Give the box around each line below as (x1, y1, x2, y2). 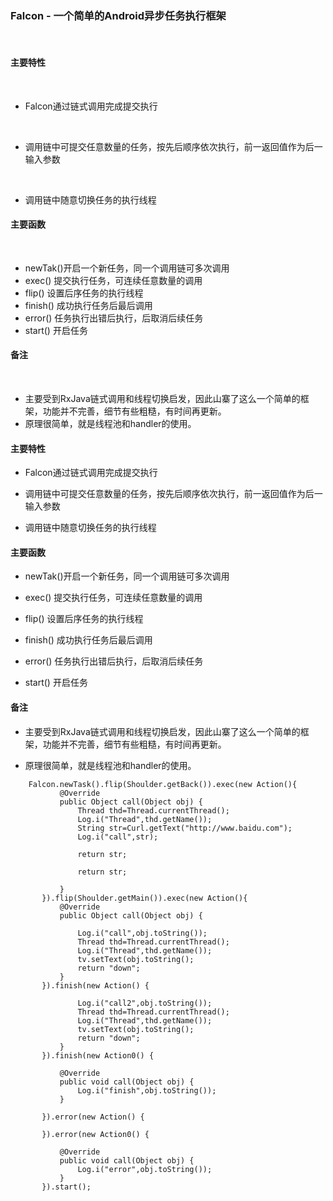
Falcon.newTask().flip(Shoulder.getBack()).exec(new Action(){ (28, 779, 298, 789)
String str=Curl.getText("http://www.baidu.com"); (77, 823, 293, 833)
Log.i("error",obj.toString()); (77, 1164, 213, 1174)
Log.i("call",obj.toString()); (77, 928, 208, 938)
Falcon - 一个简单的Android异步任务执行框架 (10, 8, 227, 22)
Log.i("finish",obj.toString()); (77, 1085, 217, 1096)
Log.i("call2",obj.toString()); (77, 998, 213, 1008)
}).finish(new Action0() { (41, 1050, 155, 1061)
